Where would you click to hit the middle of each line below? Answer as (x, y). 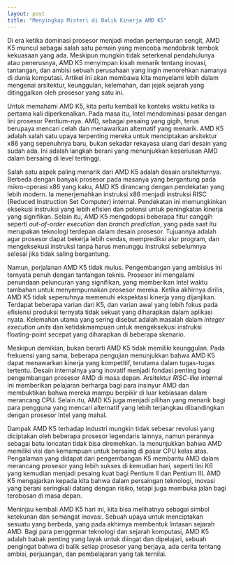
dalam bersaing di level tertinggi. (54, 158)
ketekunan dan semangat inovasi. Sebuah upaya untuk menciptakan (105, 517)
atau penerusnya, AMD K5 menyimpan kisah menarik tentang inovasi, (107, 62)
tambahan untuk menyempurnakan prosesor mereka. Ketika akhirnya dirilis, (116, 290)
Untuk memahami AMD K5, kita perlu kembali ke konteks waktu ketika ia (111, 106)
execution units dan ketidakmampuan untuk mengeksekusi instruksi (105, 327)
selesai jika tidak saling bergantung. (59, 254)
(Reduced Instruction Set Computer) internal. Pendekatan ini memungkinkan (117, 201)
